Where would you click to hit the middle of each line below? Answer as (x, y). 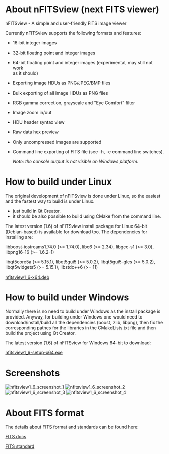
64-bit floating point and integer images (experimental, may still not (82, 62)
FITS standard (20, 446)
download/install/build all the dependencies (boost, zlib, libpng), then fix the (84, 322)
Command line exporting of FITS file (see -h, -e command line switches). (88, 151)
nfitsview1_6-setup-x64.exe (34, 352)
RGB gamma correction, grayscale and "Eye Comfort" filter (74, 103)
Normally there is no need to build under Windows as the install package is (83, 311)
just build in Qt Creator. (37, 211)
